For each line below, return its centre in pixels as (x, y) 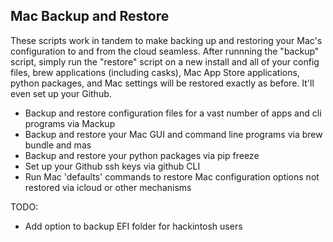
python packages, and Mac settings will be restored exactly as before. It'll (162, 83)
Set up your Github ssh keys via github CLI (112, 166)
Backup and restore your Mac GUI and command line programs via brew (173, 134)
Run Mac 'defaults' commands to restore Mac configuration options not (172, 176)
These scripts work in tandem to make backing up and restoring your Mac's (166, 40)
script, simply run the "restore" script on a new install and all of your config (165, 61)
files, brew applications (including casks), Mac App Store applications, (155, 72)
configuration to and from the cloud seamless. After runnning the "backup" (165, 51)
